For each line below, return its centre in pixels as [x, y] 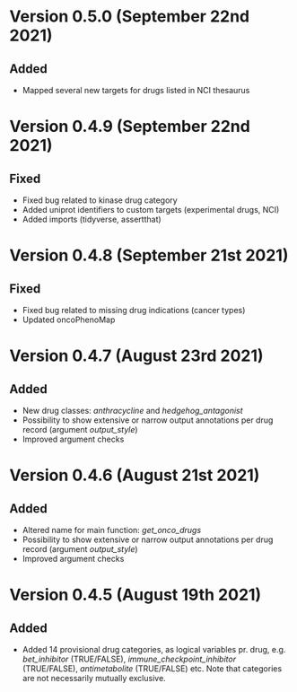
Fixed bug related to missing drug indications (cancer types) [134, 310]
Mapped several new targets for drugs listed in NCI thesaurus [136, 90]
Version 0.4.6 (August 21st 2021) [135, 475]
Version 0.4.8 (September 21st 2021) [149, 255]
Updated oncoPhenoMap [69, 320]
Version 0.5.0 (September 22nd [129, 17]
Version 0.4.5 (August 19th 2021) [135, 595]
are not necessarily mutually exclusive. [94, 678]
